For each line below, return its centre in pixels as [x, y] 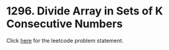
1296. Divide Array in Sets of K [85, 11]
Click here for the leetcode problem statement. [65, 40]
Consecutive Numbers [65, 24]
